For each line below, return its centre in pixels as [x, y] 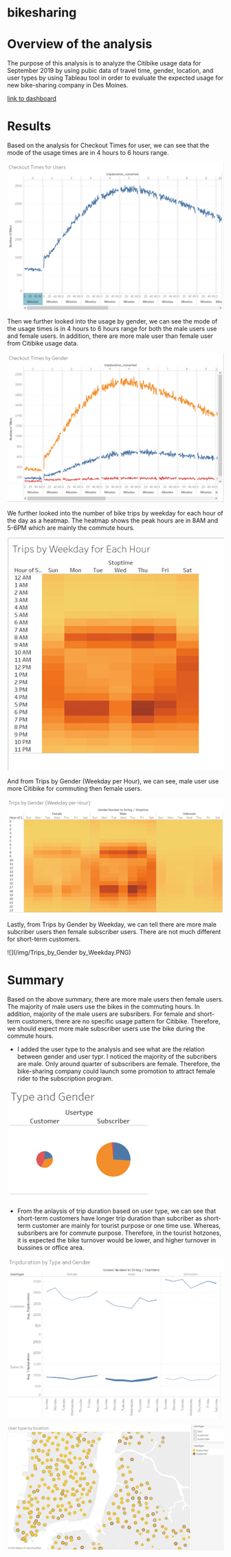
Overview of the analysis [80, 44]
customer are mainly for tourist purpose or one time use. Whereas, [126, 1225]
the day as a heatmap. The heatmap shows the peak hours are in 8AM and [113, 520]
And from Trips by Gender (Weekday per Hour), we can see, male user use [113, 781]
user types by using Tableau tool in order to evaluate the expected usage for [115, 78]
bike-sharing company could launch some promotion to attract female [116, 1071]
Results [29, 126]
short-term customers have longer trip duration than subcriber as [110, 1218]
